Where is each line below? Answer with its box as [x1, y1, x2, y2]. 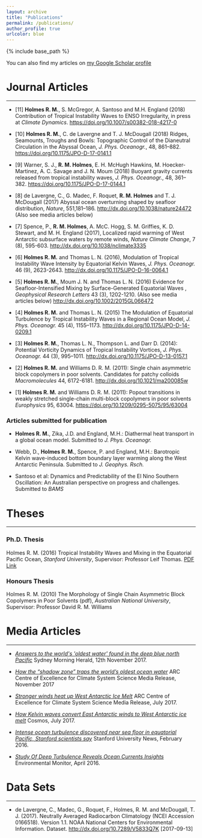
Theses [6, 507, 44, 520]
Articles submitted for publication [6, 416, 107, 425]
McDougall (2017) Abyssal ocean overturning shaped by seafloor [14, 199, 176, 206]
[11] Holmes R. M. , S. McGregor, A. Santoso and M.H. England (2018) [14, 106, 185, 113]
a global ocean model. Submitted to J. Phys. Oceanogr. [14, 437, 152, 444]
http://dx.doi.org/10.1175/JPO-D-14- [102, 322, 191, 329]
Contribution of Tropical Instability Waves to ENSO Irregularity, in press [14, 112, 191, 120]
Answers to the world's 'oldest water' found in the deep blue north [14, 650, 180, 657]
